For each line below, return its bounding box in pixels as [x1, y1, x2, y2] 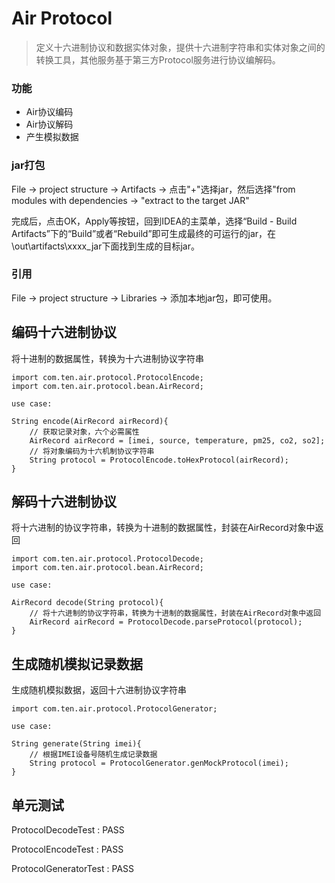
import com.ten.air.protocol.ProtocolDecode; [11, 554, 204, 564]
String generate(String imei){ [11, 739, 142, 749]
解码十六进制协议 [11, 493, 117, 511]
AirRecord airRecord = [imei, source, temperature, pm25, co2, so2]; [29, 435, 326, 446]
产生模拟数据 [25, 131, 79, 143]
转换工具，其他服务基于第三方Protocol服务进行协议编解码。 [35, 53, 281, 66]
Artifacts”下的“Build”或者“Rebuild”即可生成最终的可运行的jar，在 [11, 227, 277, 239]
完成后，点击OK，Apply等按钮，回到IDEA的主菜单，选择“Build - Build [11, 215, 298, 227]
